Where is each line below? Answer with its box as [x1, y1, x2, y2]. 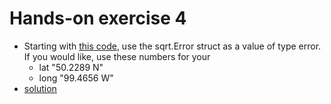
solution [23, 82, 57, 94]
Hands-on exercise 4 [9, 7, 187, 30]
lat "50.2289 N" [38, 61, 104, 73]
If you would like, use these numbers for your [23, 50, 211, 62]
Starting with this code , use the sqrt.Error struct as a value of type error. [23, 40, 322, 52]
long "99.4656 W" [38, 72, 114, 84]
